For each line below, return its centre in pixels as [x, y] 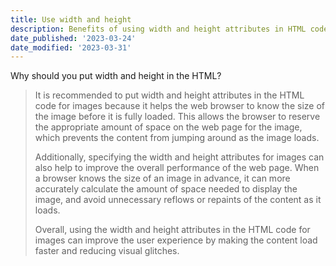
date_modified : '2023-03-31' [71, 47]
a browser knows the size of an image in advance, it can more [162, 178]
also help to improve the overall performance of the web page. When [177, 168]
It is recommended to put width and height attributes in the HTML [169, 95]
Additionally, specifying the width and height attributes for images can [179, 157]
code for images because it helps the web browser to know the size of [179, 106]
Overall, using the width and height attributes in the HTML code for [172, 230]
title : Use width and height [71, 19]
